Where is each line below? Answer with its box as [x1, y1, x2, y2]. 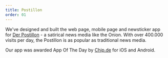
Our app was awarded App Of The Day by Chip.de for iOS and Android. [5, 47, 156, 53]
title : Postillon [5, 7, 43, 13]
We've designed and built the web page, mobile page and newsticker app [5, 26, 160, 32]
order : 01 [5, 12, 27, 17]
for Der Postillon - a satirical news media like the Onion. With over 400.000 [5, 32, 163, 38]
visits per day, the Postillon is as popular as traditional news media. [5, 37, 147, 43]
